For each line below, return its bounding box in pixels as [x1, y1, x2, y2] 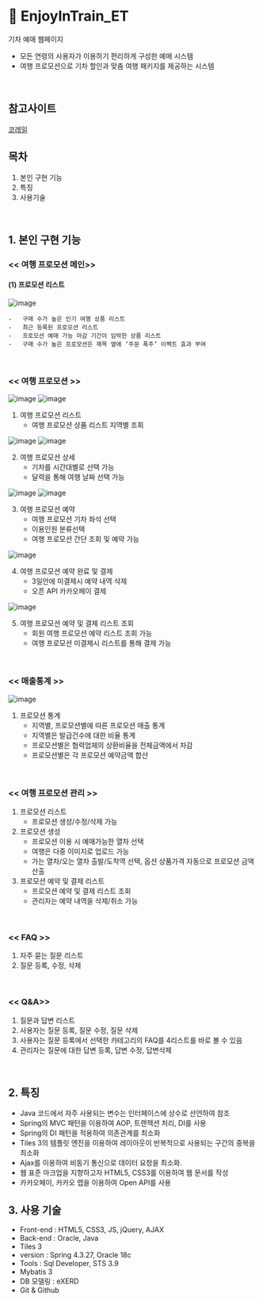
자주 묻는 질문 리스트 [19, 951, 84, 961]
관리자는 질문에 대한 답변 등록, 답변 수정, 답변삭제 [19, 1045, 172, 1054]
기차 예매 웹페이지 [8, 34, 63, 44]
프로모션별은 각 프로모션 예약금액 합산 [31, 750, 149, 760]
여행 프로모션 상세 [19, 452, 75, 462]
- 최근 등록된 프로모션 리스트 [8, 324, 99, 332]
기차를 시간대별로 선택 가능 [31, 462, 115, 472]
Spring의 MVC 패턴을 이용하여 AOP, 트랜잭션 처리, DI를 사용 [19, 1119, 207, 1128]
